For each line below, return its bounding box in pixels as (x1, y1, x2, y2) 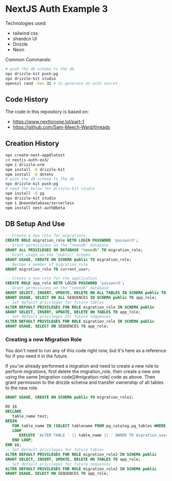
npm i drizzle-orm (5, 162, 45, 167)
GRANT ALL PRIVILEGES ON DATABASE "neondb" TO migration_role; (5, 247, 143, 253)
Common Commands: (5, 56, 52, 62)
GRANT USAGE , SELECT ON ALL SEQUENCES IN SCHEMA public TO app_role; (5, 295, 157, 300)
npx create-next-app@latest (5, 153, 66, 158)
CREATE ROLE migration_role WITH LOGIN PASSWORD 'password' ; (5, 238, 139, 243)
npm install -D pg (5, 191, 45, 196)
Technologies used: (5, 20, 47, 26)
